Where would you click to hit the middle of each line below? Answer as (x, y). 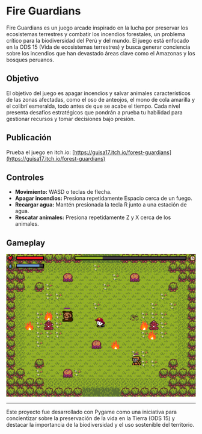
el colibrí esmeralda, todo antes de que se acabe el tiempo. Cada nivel (93, 106)
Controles (25, 177)
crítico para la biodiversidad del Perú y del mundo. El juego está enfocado (98, 40)
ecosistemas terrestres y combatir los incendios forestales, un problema (96, 34)
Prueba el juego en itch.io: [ (40, 152)
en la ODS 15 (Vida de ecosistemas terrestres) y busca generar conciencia (98, 47)
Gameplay (26, 243)
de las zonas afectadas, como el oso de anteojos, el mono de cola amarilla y (101, 99)
